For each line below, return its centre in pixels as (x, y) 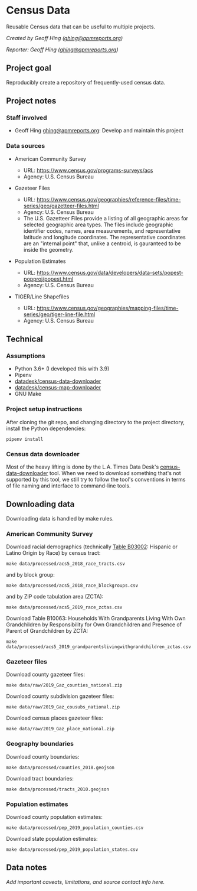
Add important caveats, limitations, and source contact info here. (86, 882)
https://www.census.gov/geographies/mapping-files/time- (107, 308)
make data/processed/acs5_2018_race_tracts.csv (66, 564)
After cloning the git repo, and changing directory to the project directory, (95, 422)
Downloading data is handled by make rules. (60, 518)
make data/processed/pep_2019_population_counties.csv (75, 828)
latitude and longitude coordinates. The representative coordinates (104, 237)
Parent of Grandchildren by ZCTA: (47, 631)
